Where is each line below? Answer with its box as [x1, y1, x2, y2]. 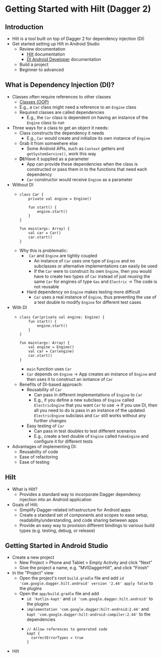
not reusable [34, 283, 59, 289]
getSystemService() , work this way [26, 150, 96, 156]
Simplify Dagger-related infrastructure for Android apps [19, 507, 131, 512]
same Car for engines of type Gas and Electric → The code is [34, 279, 157, 284]
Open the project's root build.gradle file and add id [19, 575, 124, 581]
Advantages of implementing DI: [12, 443, 77, 449]
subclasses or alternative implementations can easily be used [34, 263, 158, 269]
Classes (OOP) [19, 99, 49, 105]
